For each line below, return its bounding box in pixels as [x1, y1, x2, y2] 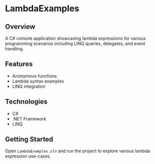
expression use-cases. [5, 153, 52, 159]
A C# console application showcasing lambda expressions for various [5, 35, 146, 41]
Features [5, 60, 33, 69]
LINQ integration [12, 83, 46, 89]
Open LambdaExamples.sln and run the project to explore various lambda [5, 148, 151, 154]
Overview [5, 23, 36, 31]
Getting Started [5, 135, 53, 143]
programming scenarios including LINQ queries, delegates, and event [5, 41, 146, 47]
